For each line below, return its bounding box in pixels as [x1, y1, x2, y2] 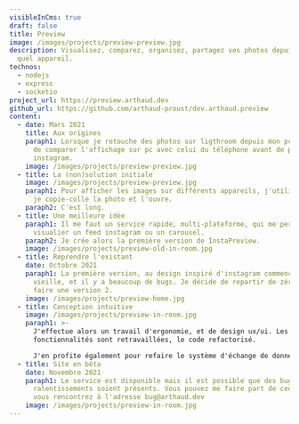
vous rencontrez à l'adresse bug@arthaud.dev [32, 393, 205, 402]
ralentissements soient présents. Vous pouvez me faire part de [32, 384, 277, 394]
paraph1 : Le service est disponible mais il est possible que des [25, 376, 277, 385]
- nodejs [17, 71, 50, 80]
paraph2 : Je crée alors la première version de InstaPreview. [25, 236, 261, 245]
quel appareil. [17, 54, 74, 63]
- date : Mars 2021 [17, 121, 86, 130]
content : [9, 112, 42, 121]
